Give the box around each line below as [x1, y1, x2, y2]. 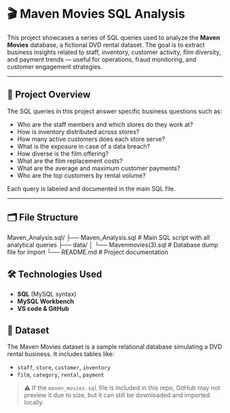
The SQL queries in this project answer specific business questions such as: [7, 107, 222, 115]
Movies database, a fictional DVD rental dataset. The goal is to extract [7, 40, 205, 49]
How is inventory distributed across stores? [16, 127, 140, 136]
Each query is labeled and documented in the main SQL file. [7, 184, 176, 192]
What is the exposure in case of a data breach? [16, 142, 151, 150]
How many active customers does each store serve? [16, 135, 166, 143]
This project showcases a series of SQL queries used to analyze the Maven [7, 33, 220, 42]
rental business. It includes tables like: [7, 350, 115, 358]
